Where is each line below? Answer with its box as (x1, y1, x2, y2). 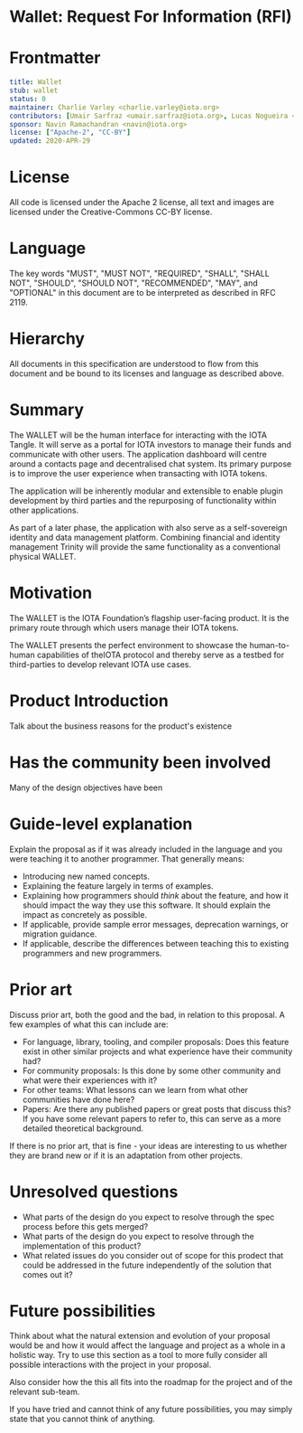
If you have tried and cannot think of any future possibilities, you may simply (9, 1404, 293, 1415)
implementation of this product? (22, 1240, 142, 1251)
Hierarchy (9, 328, 86, 349)
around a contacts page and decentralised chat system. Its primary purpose (9, 458, 292, 469)
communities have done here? (22, 1094, 135, 1105)
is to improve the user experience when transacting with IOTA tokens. (9, 467, 268, 478)
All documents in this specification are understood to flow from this (9, 358, 259, 369)
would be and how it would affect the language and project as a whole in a (9, 1340, 286, 1351)
